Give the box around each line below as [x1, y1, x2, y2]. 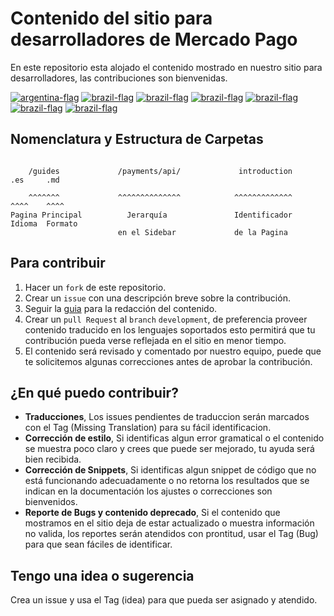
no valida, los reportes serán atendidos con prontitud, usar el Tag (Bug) [24, 528, 319, 540]
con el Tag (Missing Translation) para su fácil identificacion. [24, 422, 272, 434]
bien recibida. [24, 453, 82, 466]
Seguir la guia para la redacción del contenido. [24, 302, 218, 314]
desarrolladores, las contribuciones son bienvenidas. [10, 72, 228, 84]
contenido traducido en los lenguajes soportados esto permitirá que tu [24, 323, 316, 336]
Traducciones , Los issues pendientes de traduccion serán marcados [24, 411, 310, 423]
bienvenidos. [24, 496, 78, 508]
